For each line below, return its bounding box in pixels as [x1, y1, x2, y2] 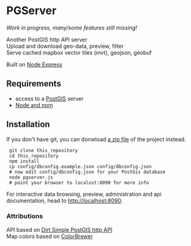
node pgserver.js [9, 174, 53, 180]
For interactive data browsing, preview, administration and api [6, 190, 162, 198]
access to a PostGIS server [15, 94, 84, 102]
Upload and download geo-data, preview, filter [6, 42, 124, 50]
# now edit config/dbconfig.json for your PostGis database [9, 169, 166, 175]
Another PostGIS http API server [6, 36, 88, 43]
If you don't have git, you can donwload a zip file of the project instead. [6, 136, 186, 143]
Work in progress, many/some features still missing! [6, 24, 138, 31]
